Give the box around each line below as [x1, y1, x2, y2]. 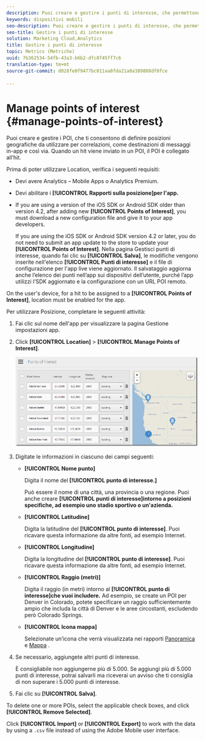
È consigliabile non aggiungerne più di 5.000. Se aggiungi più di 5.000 [15, 665, 192, 672]
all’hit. [6, 154, 21, 161]
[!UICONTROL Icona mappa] [24, 623, 98, 630]
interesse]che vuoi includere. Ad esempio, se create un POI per [24, 592, 187, 599]
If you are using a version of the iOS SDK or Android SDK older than [15, 201, 185, 209]
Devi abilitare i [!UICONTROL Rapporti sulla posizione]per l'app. [15, 189, 179, 197]
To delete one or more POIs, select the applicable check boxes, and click [6, 702, 190, 709]
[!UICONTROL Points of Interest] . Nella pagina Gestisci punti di [15, 245, 175, 253]
